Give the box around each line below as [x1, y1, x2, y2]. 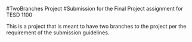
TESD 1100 [6, 11, 33, 18]
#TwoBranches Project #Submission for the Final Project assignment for [6, 5, 183, 12]
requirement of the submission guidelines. [6, 29, 110, 36]
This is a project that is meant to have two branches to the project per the [6, 23, 187, 30]
